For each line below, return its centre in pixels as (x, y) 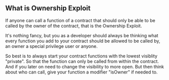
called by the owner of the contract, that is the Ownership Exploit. (74, 26)
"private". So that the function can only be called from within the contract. (82, 61)
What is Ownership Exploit (48, 8)
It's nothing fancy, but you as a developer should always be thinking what (82, 35)
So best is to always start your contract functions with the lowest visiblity (81, 56)
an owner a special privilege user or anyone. (51, 46)
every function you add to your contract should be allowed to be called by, (83, 41)
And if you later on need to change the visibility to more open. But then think (85, 66)
